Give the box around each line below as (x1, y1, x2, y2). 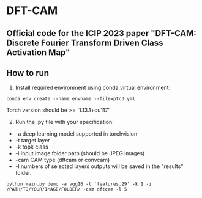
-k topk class (15, 143, 48, 150)
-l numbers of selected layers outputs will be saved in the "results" (15, 163, 184, 170)
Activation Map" (6, 47, 70, 57)
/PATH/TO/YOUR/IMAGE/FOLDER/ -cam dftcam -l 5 (6, 186, 127, 193)
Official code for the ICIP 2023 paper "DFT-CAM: (6, 28, 197, 38)
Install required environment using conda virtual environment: (15, 84, 171, 92)
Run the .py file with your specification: (15, 119, 114, 126)
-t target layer (15, 137, 50, 144)
